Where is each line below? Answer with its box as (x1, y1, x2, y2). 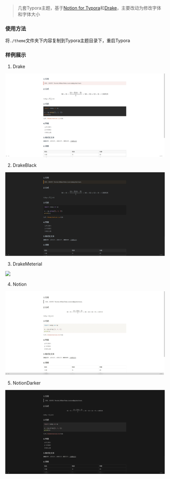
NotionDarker (12, 380, 41, 386)
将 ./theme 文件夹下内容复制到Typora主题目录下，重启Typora (5, 37, 131, 44)
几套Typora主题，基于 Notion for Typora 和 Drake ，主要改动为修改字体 (17, 5, 161, 11)
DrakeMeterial (12, 261, 42, 267)
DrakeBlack (12, 162, 37, 168)
